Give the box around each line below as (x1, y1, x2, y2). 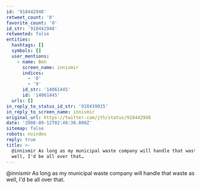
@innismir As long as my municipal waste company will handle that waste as (6, 170, 195, 177)
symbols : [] (11, 48, 42, 54)
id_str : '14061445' (22, 87, 71, 93)
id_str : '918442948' (6, 25, 58, 32)
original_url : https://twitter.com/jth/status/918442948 (6, 114, 151, 120)
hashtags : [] (11, 42, 44, 48)
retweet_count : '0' (6, 14, 55, 20)
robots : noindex (6, 131, 47, 138)
